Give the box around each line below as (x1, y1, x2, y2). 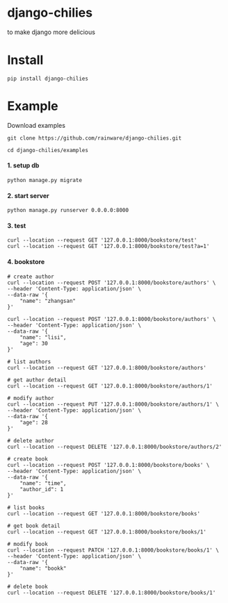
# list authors (7, 358, 51, 365)
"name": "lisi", (19, 333, 67, 341)
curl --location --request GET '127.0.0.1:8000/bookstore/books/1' (7, 528, 207, 536)
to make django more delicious (7, 28, 96, 36)
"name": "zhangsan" (19, 297, 76, 304)
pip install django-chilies (7, 75, 89, 82)
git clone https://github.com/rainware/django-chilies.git (7, 134, 182, 142)
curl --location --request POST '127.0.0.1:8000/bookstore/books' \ (7, 461, 210, 468)
